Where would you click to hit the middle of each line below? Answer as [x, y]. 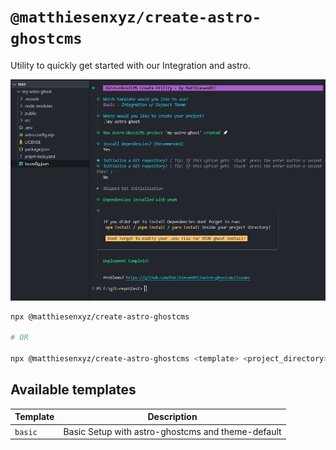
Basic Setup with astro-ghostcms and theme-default [172, 431]
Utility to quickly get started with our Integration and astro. [130, 65]
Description [172, 417]
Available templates [73, 390]
